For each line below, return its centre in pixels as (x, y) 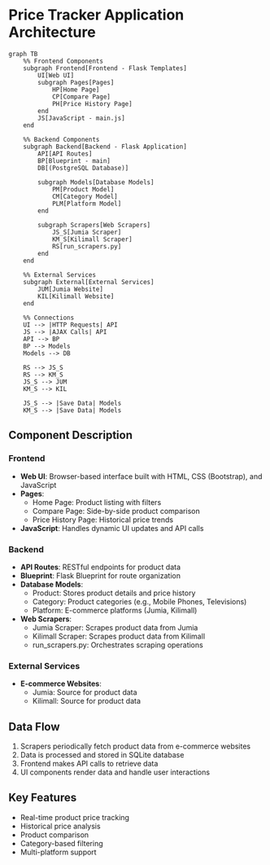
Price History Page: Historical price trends (102, 520)
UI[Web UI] (56, 75)
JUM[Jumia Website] (71, 289)
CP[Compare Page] (81, 97)
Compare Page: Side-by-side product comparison (116, 511)
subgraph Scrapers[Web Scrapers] (94, 225)
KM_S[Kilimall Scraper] (92, 239)
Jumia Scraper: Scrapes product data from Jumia (115, 627)
